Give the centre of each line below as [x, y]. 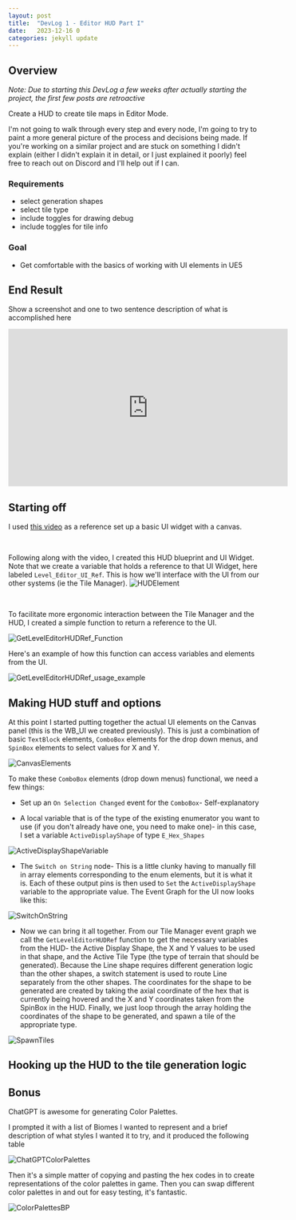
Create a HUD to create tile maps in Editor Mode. [89, 114]
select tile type [44, 210]
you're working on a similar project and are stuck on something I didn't [124, 146]
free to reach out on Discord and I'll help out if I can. [94, 163]
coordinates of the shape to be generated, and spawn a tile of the [128, 1016]
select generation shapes [61, 202]
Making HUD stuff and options [85, 703]
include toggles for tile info [64, 227]
